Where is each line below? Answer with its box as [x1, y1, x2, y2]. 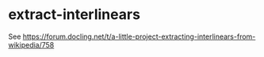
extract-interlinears [8, 6, 141, 24]
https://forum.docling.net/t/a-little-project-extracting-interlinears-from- [22, 32, 256, 41]
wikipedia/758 [8, 40, 55, 49]
